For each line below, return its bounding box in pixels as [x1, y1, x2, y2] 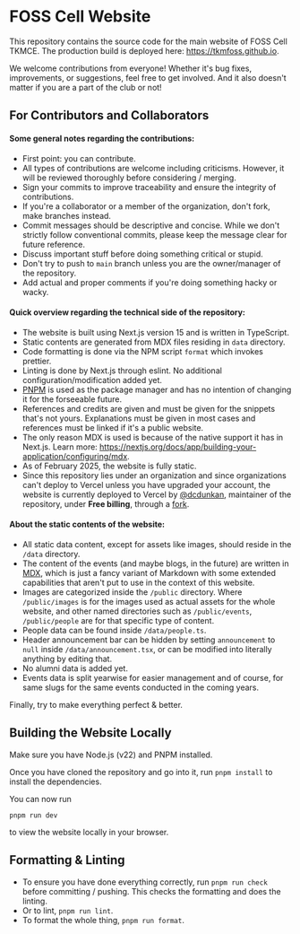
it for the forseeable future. [21, 393, 123, 405]
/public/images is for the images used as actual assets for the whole [21, 596, 276, 607]
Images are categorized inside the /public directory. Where [21, 586, 243, 598]
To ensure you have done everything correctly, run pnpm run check [21, 877, 269, 887]
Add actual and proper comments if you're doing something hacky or [21, 276, 278, 288]
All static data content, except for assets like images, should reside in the [21, 538, 292, 549]
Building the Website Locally [9, 725, 172, 741]
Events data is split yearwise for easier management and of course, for [21, 672, 284, 683]
